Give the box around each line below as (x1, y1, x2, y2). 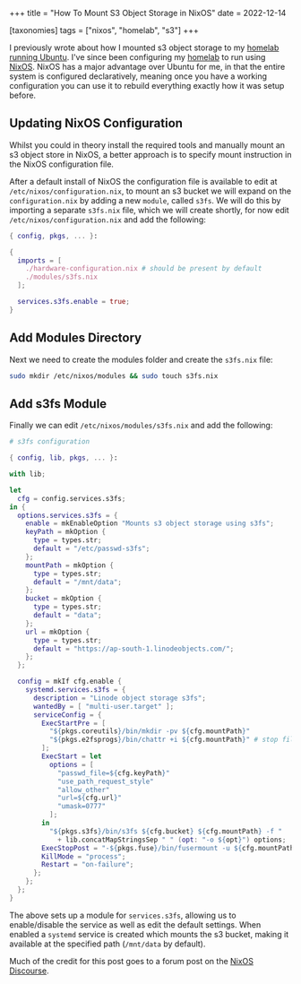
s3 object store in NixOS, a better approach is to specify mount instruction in (9, 149, 292, 160)
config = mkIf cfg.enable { (17, 677, 123, 686)
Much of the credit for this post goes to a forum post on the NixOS (9, 955, 254, 966)
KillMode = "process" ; (41, 851, 126, 861)
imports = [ (17, 255, 63, 265)
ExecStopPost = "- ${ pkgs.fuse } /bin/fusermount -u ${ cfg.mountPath (41, 843, 295, 852)
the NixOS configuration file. (9, 159, 115, 169)
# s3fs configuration (9, 437, 90, 446)
